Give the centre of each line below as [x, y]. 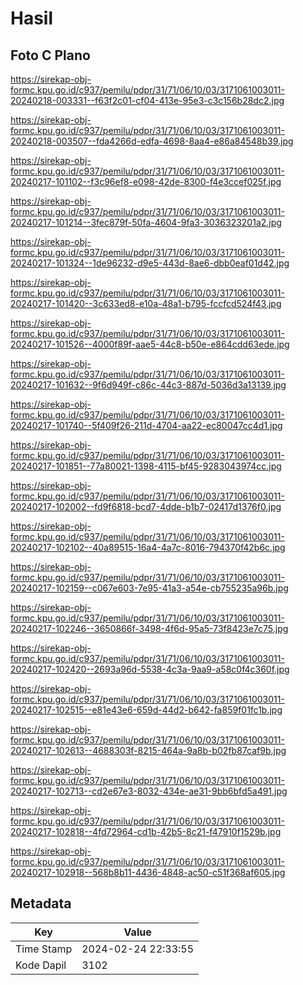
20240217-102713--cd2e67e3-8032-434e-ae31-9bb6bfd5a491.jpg [149, 791]
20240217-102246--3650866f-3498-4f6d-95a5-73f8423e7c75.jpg [149, 628]
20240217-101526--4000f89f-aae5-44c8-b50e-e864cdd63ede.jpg [150, 344]
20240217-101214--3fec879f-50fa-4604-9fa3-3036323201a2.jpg [146, 222]
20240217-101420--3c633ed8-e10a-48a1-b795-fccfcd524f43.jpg [146, 303]
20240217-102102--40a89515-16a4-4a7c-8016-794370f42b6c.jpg [148, 547]
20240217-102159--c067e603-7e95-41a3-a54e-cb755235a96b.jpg [149, 588]
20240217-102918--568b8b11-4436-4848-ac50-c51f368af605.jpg [148, 872]
